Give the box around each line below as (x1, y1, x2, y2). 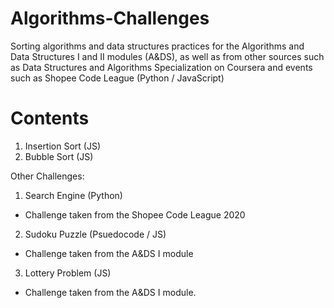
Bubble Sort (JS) (24, 150, 94, 162)
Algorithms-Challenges (10, 7, 210, 30)
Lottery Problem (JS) (24, 267, 112, 279)
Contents (10, 107, 90, 130)
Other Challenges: (10, 170, 85, 182)
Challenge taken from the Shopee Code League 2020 (24, 208, 246, 221)
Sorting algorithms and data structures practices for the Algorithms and (10, 40, 305, 52)
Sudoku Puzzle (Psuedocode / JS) (24, 228, 167, 240)
